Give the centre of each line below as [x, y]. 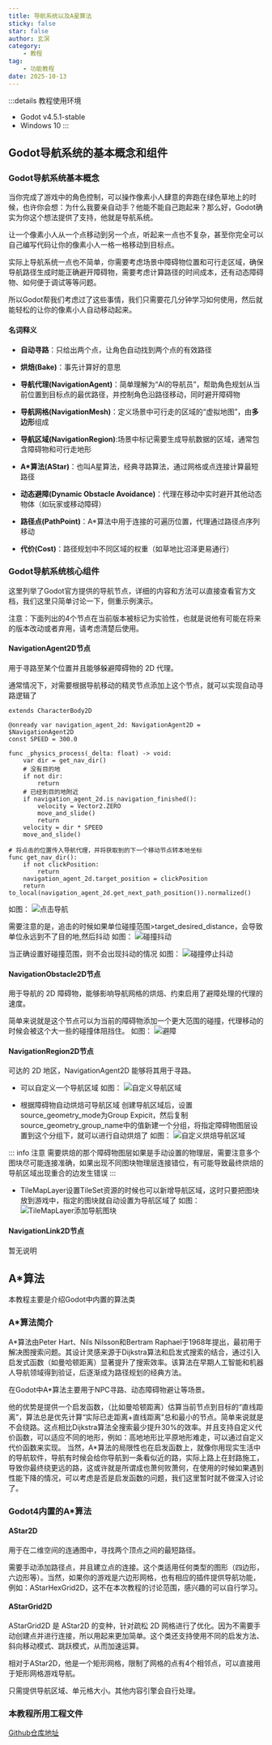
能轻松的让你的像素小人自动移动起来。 [72, 310]
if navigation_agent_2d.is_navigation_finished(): [110, 799]
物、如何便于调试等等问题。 [55, 283]
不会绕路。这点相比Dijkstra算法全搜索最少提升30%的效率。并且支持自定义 [132, 1427]
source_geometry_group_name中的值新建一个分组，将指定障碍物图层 [135, 1125]
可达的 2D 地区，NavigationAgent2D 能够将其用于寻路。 [102, 1071]
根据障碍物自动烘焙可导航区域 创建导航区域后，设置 [106, 1105]
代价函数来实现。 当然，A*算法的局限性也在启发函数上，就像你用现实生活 [131, 1447]
